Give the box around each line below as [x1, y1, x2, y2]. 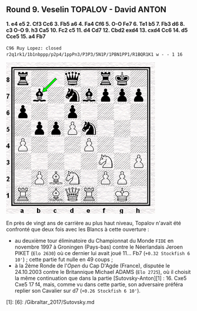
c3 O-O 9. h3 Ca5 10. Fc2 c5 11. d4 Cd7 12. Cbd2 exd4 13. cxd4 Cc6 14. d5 [6, 26, 188, 34]
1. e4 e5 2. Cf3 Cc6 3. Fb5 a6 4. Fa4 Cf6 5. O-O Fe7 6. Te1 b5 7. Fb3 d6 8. [6, 20, 185, 27]
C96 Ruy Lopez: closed [6, 45, 62, 51]
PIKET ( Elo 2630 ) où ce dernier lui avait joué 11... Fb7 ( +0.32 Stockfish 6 [14, 249, 191, 256]
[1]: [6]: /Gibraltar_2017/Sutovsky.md [6, 298, 95, 305]
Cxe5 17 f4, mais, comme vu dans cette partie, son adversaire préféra [14, 280, 183, 287]
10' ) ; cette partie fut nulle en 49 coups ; [14, 256, 113, 263]
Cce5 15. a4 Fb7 [6, 32, 46, 40]
